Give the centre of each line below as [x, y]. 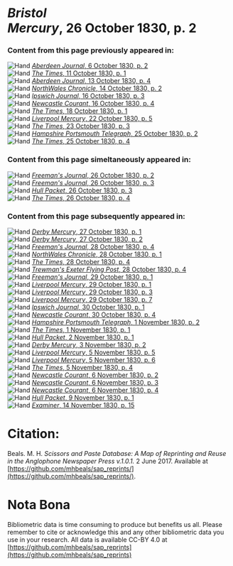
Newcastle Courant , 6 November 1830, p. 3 [95, 383]
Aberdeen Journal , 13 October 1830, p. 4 [91, 81]
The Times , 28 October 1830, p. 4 [81, 262]
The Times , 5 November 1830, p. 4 [82, 368]
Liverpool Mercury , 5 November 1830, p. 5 [93, 352]
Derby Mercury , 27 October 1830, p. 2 [87, 239]
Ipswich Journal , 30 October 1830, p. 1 [88, 308]
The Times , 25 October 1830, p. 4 [81, 141]
